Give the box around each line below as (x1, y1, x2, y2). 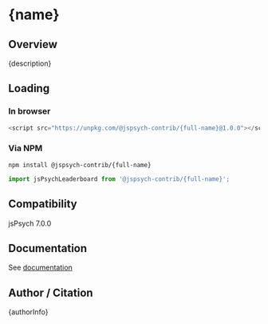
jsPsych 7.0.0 (8, 218, 52, 228)
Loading (8, 82, 50, 95)
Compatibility (8, 198, 77, 211)
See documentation (8, 262, 73, 273)
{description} (8, 58, 52, 68)
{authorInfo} (8, 307, 49, 317)
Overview (8, 38, 58, 51)
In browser (8, 106, 51, 117)
